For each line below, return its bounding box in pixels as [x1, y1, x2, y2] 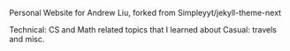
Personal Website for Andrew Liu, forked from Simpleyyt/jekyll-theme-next [9, 8, 281, 18]
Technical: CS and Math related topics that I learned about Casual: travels [9, 25, 277, 34]
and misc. [9, 34, 45, 44]
